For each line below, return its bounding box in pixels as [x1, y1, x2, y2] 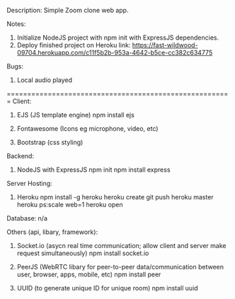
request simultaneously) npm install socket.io [16, 249, 149, 257]
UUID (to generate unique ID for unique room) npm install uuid [16, 284, 199, 292]
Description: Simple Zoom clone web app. [6, 6, 129, 14]
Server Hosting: [6, 180, 52, 187]
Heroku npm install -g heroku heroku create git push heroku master [16, 193, 214, 201]
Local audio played [16, 76, 72, 84]
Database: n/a [6, 214, 47, 222]
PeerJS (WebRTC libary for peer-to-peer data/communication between [16, 263, 224, 271]
